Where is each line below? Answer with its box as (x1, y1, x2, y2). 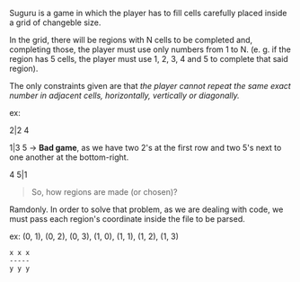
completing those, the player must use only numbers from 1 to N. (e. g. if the (9, 44, 292, 55)
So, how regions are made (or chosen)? (31, 187, 178, 197)
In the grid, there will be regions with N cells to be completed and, (9, 35, 253, 45)
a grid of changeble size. (9, 17, 101, 28)
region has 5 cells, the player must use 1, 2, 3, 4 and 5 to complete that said (9, 54, 289, 64)
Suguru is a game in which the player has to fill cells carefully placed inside (9, 8, 287, 18)
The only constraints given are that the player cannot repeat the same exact (9, 81, 292, 91)
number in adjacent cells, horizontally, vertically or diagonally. (9, 90, 240, 101)
